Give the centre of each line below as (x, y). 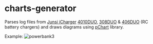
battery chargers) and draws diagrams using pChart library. (64, 27)
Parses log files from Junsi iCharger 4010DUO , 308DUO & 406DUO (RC (76, 22)
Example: (14, 36)
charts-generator (40, 8)
